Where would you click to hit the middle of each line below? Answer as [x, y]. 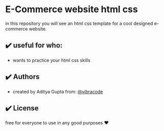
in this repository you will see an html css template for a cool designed [79, 23]
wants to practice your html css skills [51, 60]
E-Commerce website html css [72, 9]
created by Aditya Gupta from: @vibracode [58, 91]
